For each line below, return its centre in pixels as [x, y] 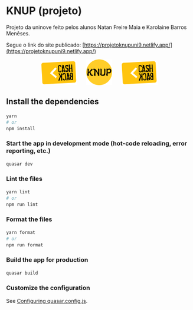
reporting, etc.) [28, 151]
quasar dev [19, 164]
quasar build [22, 273]
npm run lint [22, 205]
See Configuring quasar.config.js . [47, 301]
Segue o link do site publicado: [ [45, 45]
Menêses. [18, 33]
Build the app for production [47, 260]
